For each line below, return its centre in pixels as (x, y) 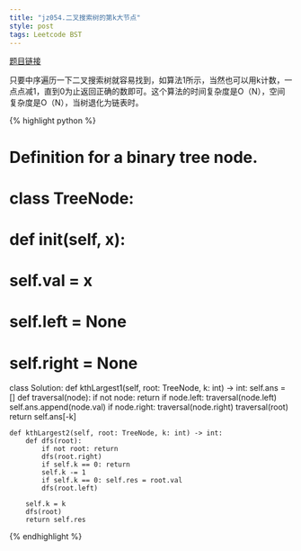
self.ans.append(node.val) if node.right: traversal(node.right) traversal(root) (149, 407)
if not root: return (80, 449)
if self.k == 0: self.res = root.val (112, 481)
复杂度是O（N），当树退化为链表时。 (76, 103)
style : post (31, 26)
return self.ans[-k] (43, 417)
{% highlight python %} (53, 121)
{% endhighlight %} (46, 537)
